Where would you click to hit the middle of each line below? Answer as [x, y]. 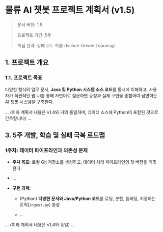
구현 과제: [21, 188]
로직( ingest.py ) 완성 [40, 205]
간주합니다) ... [18, 118]
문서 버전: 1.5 [30, 25]
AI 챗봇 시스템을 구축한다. [29, 102]
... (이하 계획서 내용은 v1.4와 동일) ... [40, 225]
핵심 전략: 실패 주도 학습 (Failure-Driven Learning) [66, 45]
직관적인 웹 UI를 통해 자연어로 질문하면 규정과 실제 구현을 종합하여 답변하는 [86, 95]
